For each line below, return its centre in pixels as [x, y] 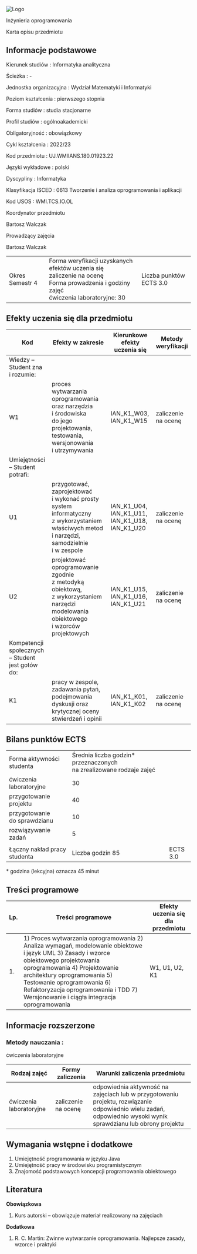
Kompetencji [26, 643]
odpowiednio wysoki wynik [130, 1116]
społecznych [27, 650]
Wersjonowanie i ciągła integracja [69, 997]
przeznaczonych [95, 763]
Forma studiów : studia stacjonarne [49, 110]
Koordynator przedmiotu [36, 212]
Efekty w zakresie [78, 342]
